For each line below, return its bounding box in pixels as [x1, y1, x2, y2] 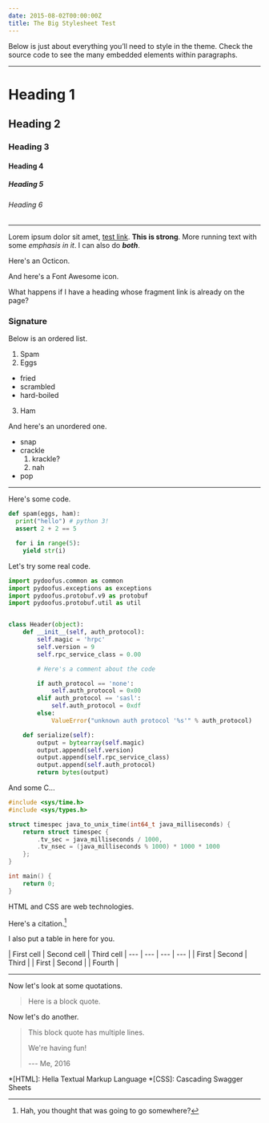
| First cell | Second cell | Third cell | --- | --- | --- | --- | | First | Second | [8, 950, 247, 959]
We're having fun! [27, 1044, 86, 1053]
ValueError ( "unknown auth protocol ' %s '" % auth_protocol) [50, 716, 252, 724]
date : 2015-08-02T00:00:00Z [8, 11, 102, 20]
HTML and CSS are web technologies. [8, 902, 134, 911]
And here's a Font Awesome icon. [8, 272, 119, 282]
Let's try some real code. [8, 561, 90, 570]
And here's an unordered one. [8, 422, 107, 432]
